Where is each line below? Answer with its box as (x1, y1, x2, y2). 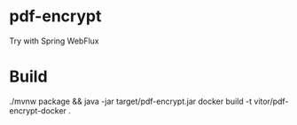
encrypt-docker (9, 105, 66, 116)
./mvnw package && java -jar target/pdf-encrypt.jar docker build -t (9, 96, 253, 106)
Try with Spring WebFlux (9, 35, 99, 46)
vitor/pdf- (254, 96, 289, 106)
